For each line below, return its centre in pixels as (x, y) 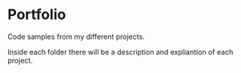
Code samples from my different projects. (76, 36)
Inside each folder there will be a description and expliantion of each (120, 52)
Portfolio (37, 15)
